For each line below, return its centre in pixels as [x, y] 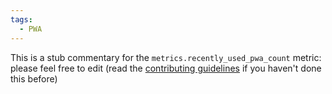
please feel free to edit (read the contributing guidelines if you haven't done [166, 68]
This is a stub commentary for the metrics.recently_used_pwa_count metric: [166, 57]
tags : [21, 19]
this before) [34, 78]
